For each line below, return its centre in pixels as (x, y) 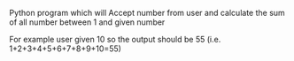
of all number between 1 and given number (87, 22)
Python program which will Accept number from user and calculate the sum (147, 13)
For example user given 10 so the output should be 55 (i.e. (115, 39)
